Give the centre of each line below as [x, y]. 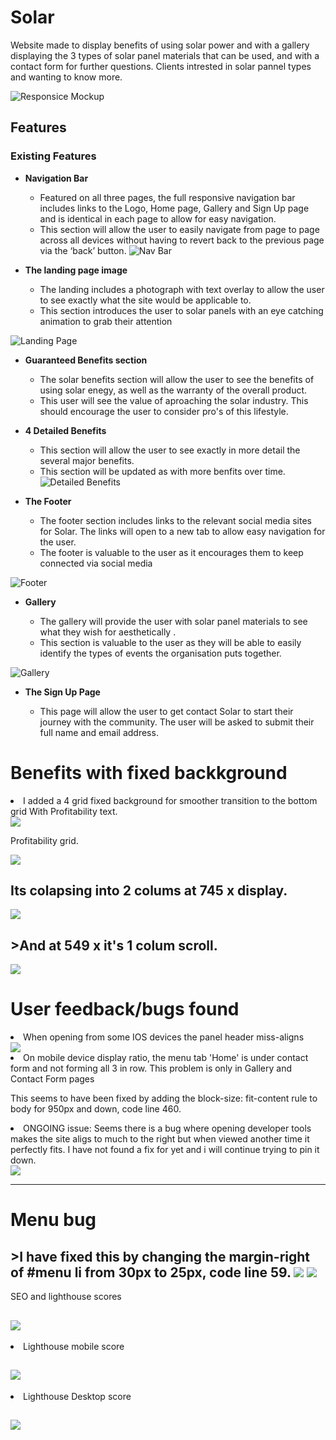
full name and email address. [99, 732]
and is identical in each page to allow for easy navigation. [158, 218]
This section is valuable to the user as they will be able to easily [170, 642]
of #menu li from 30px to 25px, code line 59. [151, 1272]
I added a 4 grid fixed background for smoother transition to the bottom [170, 800]
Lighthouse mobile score [74, 1346]
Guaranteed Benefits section [86, 360]
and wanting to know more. [66, 77]
